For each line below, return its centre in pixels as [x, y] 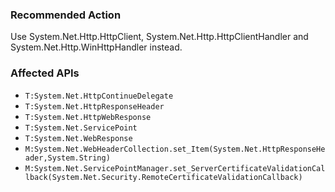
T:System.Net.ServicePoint [81, 128]
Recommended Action [66, 15]
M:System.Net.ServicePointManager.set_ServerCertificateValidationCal [175, 168]
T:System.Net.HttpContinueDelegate [99, 96]
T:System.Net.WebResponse [78, 138]
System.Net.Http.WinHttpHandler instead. [96, 47]
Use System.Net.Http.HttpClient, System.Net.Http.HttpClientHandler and [159, 37]
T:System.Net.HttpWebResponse [88, 117]
